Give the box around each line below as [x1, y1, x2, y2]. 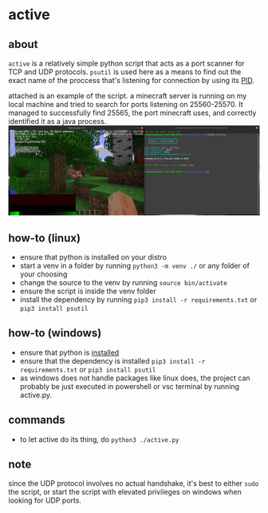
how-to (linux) [8, 231, 81, 245]
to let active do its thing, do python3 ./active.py [19, 434, 179, 444]
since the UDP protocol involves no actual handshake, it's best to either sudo [8, 479, 259, 488]
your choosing [19, 269, 68, 279]
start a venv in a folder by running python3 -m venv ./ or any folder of [19, 260, 250, 270]
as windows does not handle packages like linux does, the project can [19, 373, 250, 383]
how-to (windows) [8, 326, 102, 340]
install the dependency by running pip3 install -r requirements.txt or [19, 294, 258, 304]
